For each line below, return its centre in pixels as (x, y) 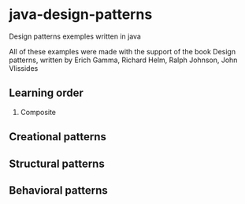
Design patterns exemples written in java (75, 36)
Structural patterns (57, 163)
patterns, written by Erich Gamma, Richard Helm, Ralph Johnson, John (123, 60)
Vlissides (24, 68)
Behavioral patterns (59, 190)
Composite (38, 112)
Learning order (46, 93)
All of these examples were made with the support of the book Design (122, 51)
